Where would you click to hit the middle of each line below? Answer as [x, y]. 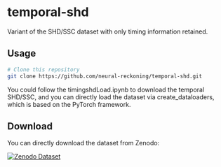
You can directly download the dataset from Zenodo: [83, 143]
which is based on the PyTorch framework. [69, 104]
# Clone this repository [43, 70]
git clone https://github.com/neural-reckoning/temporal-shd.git [105, 76]
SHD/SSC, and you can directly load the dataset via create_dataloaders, [111, 97]
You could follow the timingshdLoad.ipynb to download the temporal [106, 89]
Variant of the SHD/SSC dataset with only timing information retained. [108, 31]
